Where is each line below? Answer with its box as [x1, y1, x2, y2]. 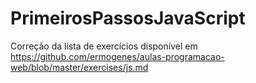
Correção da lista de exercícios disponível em [10, 40, 198, 52]
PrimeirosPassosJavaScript [10, 7, 246, 30]
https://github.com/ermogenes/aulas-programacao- [10, 50, 225, 62]
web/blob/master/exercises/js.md [10, 61, 149, 73]
